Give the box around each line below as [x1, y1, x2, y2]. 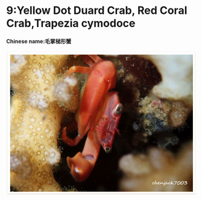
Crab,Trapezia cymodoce [6, 16, 136, 30]
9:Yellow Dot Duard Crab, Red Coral [6, 4, 188, 18]
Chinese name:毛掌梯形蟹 [6, 37, 72, 45]
